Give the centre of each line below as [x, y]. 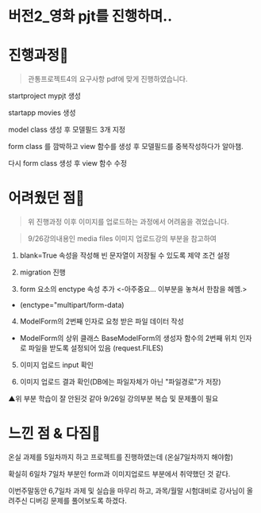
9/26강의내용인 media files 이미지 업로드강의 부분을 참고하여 [122, 239]
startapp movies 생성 [42, 113]
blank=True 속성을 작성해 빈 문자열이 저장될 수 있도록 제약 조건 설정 [125, 255]
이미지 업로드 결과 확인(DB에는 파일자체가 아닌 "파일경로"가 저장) [120, 382]
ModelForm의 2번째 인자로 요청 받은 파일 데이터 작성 [102, 321]
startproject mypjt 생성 [45, 96]
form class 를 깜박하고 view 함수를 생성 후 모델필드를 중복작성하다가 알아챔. [126, 147]
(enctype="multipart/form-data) [72, 305]
